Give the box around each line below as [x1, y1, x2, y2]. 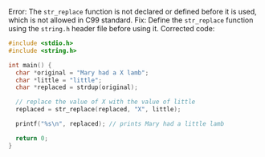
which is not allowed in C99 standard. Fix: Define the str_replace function [8, 15, 254, 25]
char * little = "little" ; [15, 76, 103, 84]
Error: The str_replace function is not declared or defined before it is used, [8, 7, 257, 16]
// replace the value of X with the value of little [15, 98, 196, 107]
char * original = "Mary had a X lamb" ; [15, 68, 149, 77]
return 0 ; [15, 134, 48, 143]
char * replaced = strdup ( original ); [15, 83, 138, 91]
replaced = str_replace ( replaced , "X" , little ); [15, 106, 181, 114]
